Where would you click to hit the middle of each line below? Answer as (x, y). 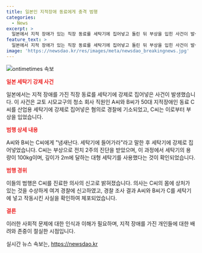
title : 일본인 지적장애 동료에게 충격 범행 (52, 12)
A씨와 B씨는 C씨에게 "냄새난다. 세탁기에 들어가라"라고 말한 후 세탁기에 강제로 (97, 142)
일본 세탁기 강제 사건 (30, 81)
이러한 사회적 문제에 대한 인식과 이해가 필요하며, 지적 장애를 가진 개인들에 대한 (98, 224)
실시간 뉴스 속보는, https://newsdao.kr (52, 243)
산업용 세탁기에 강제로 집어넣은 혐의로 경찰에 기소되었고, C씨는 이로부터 (101, 109)
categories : (21, 17)
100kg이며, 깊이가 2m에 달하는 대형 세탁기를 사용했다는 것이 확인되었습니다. (106, 157)
